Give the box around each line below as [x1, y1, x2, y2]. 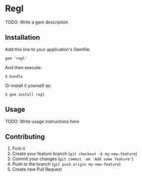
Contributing [5, 132, 45, 141]
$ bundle [5, 74, 23, 79]
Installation [5, 33, 40, 42]
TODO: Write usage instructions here [5, 118, 79, 124]
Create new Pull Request [12, 166, 62, 172]
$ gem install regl [5, 92, 45, 97]
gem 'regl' [5, 56, 27, 61]
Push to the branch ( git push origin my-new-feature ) [12, 161, 121, 167]
